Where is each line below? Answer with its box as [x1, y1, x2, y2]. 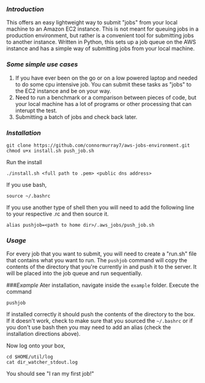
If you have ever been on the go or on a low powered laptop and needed [15, 74, 198, 82]
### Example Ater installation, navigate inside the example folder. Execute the [6, 281, 199, 289]
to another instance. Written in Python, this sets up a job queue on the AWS [6, 39, 196, 46]
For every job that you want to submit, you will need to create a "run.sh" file [6, 250, 197, 257]
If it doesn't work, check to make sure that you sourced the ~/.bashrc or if [6, 317, 193, 325]
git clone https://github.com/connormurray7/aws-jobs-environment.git [6, 142, 190, 148]
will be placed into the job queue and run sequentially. [6, 270, 143, 277]
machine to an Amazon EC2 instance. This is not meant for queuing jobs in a [6, 25, 199, 32]
